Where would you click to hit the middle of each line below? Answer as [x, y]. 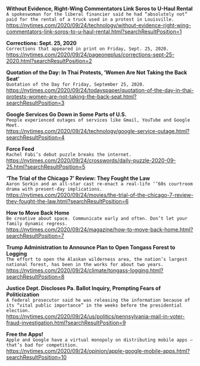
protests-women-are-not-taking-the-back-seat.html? [71, 97]
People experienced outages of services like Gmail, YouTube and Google [98, 120]
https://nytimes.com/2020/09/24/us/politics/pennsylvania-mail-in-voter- [96, 316]
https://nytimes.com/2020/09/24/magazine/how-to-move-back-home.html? [100, 229]
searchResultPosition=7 [35, 236]
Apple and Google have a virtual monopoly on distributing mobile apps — [100, 340]
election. [18, 311]
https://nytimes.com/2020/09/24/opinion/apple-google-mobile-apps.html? [98, 351]
